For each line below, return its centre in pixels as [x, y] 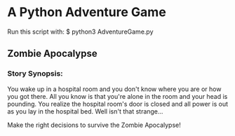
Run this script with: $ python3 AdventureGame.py [80, 32]
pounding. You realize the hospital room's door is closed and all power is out [118, 104]
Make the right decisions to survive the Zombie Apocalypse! [94, 125]
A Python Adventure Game [87, 12]
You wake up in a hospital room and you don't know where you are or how [114, 89]
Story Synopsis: [35, 74]
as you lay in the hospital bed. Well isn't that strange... [85, 111]
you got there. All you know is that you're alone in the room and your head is [117, 96]
